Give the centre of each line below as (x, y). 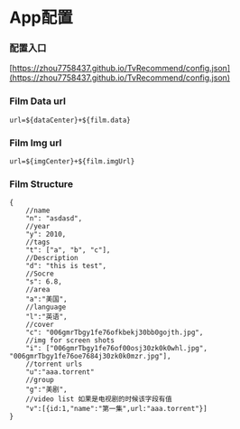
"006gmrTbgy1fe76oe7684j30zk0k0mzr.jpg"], (90, 357)
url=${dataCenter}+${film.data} (70, 120)
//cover (40, 325)
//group (40, 380)
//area (38, 290)
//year (38, 227)
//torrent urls (54, 364)
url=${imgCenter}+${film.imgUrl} (72, 162)
